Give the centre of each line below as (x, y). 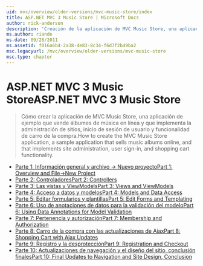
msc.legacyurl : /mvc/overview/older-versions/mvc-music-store (86, 51)
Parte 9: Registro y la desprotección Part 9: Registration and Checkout (101, 244)
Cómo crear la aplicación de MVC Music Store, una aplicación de (102, 116)
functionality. (37, 155)
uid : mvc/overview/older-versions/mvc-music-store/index (79, 12)
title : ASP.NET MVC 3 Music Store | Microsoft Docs (72, 18)
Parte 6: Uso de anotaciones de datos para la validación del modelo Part (104, 205)
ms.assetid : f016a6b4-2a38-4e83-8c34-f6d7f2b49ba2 (71, 46)
